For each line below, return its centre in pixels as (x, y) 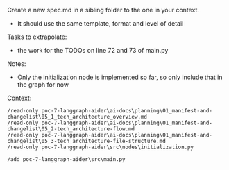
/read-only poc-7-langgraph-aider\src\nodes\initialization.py (101, 147)
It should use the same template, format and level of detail (100, 23)
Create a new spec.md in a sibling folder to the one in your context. (103, 10)
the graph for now (43, 85)
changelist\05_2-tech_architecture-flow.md (71, 129)
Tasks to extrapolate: (37, 37)
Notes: (17, 64)
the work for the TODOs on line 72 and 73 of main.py (93, 50)
